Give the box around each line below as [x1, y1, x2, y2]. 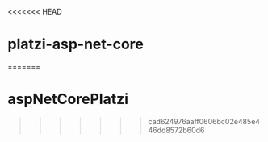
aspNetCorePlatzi [7, 90, 129, 108]
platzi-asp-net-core [7, 35, 144, 53]
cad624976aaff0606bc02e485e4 [148, 116, 260, 126]
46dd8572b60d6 [148, 125, 205, 135]
